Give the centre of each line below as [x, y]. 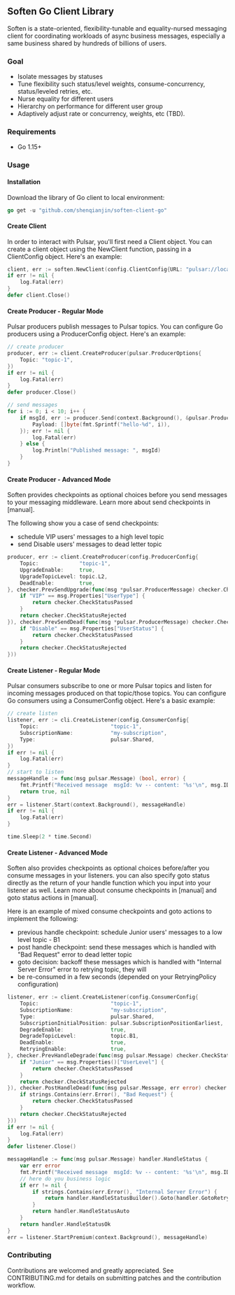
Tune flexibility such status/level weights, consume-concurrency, [111, 84]
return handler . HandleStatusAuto [81, 1211]
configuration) [38, 985]
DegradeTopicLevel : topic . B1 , [79, 1036]
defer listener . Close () [42, 1147]
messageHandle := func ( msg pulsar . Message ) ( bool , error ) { [97, 779]
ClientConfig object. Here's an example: [65, 256]
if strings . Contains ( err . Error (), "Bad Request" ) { [97, 1095]
